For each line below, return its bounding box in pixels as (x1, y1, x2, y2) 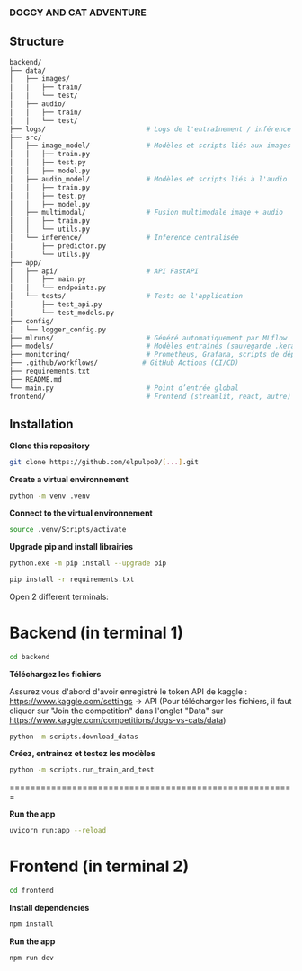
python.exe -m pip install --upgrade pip (9, 559, 167, 568)
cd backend (9, 652, 50, 661)
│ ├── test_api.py (9, 300, 102, 309)
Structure (9, 34, 65, 49)
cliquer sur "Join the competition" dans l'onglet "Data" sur (9, 705, 224, 716)
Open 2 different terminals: (9, 591, 110, 602)
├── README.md (9, 375, 63, 384)
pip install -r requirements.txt (9, 575, 135, 584)
